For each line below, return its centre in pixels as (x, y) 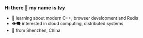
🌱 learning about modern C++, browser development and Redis (75, 18)
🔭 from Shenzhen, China (36, 30)
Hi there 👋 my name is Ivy (35, 8)
